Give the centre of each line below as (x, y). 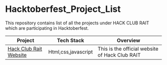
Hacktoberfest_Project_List (63, 9)
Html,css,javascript (70, 52)
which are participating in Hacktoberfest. (47, 28)
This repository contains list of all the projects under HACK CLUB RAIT (77, 23)
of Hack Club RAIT (119, 55)
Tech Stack (71, 40)
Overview (128, 40)
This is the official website (128, 49)
